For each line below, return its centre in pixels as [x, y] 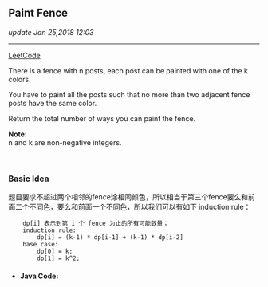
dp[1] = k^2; [59, 258]
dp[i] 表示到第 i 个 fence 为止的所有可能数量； [96, 224]
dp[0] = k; [55, 252]
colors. [20, 79]
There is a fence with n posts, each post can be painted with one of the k [128, 70]
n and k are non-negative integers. [65, 142]
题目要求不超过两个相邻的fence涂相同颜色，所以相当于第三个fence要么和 [128, 197]
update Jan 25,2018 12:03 [51, 32]
